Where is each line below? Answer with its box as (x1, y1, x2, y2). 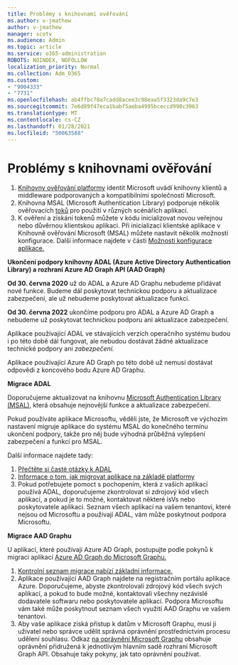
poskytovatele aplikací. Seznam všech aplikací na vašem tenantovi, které (17, 503, 231, 511)
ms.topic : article (7, 43, 62, 50)
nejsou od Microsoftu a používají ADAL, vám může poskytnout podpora (17, 510, 227, 519)
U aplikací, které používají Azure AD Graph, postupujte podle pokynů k (7, 546, 214, 554)
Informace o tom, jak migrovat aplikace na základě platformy (17, 472, 195, 481)
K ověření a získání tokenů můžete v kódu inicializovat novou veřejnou (17, 214, 223, 223)
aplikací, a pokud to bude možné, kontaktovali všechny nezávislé (17, 590, 208, 598)
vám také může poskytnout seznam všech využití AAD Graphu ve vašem (17, 605, 231, 613)
